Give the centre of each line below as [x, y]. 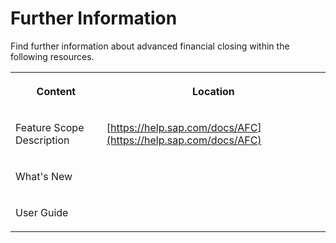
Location [213, 91]
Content [56, 91]
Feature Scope [50, 127]
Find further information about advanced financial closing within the [150, 46]
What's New [44, 176]
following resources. [52, 56]
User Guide [42, 212]
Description [42, 140]
